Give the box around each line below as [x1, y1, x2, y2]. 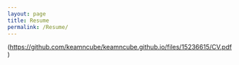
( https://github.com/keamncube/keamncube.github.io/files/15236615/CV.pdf [7, 43, 232, 52]
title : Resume [7, 17, 50, 24]
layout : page [7, 10, 46, 18]
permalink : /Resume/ [7, 23, 69, 30]
